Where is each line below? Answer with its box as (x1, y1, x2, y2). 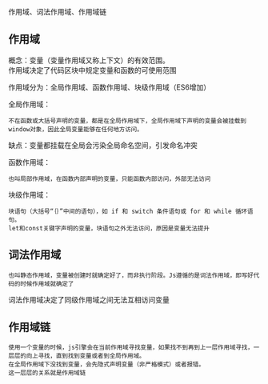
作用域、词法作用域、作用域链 (8, 7, 106, 16)
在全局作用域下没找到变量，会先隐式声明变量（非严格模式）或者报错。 (8, 361, 206, 369)
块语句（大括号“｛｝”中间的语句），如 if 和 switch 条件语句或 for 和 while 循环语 (8, 207, 254, 215)
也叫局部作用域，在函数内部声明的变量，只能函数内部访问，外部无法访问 (8, 174, 211, 182)
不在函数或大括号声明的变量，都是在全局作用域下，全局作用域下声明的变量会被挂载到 (8, 117, 246, 125)
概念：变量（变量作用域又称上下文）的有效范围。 (8, 55, 170, 65)
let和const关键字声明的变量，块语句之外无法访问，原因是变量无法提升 (8, 224, 210, 232)
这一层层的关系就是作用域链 (8, 369, 86, 378)
